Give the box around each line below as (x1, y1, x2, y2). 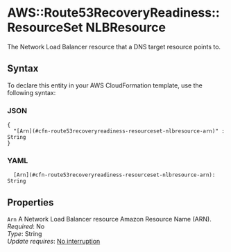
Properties (7, 196, 54, 208)
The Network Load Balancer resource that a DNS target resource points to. (7, 42, 221, 51)
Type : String (7, 230, 42, 238)
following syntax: (7, 88, 56, 96)
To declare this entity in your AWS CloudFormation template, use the (7, 81, 203, 90)
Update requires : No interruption (7, 237, 101, 246)
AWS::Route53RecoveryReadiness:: (7, 5, 220, 21)
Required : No (7, 222, 45, 230)
